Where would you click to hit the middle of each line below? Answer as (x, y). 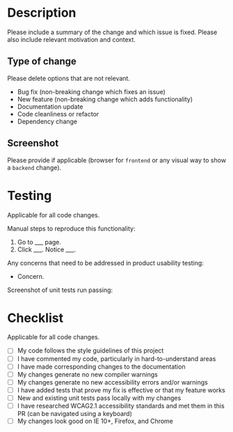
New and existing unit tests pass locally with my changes (99, 398)
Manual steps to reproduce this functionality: (71, 229)
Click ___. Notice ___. (47, 249)
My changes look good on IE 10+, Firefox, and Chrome (95, 421)
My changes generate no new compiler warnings (87, 374)
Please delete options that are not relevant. (69, 78)
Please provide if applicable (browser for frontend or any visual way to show (117, 160)
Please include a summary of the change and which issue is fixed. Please (112, 32)
